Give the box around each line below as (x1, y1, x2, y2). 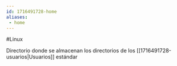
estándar (55, 54, 78, 61)
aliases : (6, 14, 28, 20)
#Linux (6, 36, 23, 43)
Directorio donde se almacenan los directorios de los (6, 47, 135, 54)
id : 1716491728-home (6, 8, 58, 15)
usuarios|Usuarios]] (6, 54, 55, 61)
